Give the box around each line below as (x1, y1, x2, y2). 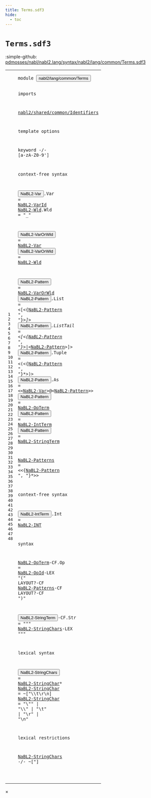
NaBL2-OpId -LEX (17, 570, 55, 576)
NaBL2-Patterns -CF (17, 585, 63, 591)
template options (17, 128, 60, 134)
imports (17, 91, 37, 97)
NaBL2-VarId (17, 202, 47, 208)
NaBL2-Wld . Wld (17, 207, 52, 213)
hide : (5, 12, 17, 17)
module (17, 75, 34, 81)
